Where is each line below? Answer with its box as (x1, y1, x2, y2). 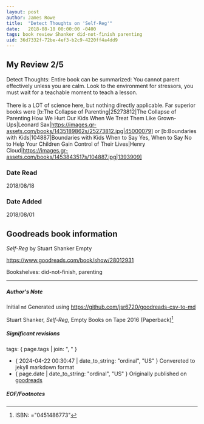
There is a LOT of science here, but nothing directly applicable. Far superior (6, 101, 196, 109)
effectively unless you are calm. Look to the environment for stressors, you (6, 82, 194, 89)
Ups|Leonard (6, 121, 39, 128)
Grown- (157, 114, 177, 121)
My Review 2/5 (6, 60, 64, 70)
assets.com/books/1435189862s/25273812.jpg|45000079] (6, 127, 154, 134)
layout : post (6, 9, 39, 15)
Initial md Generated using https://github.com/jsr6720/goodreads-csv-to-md (6, 303, 196, 310)
